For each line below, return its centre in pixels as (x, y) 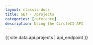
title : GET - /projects (30, 14)
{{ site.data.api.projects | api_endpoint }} (47, 38)
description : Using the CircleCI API (44, 23)
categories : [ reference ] (31, 19)
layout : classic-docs (28, 10)
